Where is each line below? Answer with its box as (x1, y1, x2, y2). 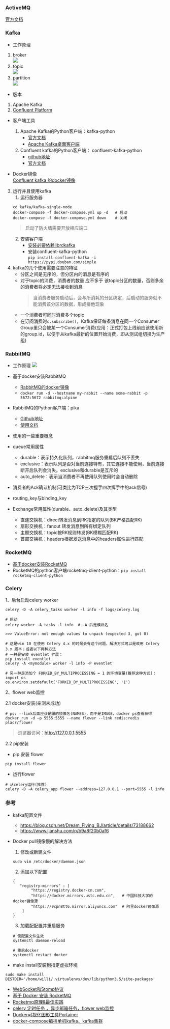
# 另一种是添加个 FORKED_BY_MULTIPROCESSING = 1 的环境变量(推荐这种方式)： (5, 671, 157, 676)
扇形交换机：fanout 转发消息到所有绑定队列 (20, 523, 111, 529)
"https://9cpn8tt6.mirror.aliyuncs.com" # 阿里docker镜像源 (31, 904, 159, 909)
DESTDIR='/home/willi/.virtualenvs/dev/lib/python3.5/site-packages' (5, 977, 156, 982)
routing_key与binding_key (12, 495, 67, 501)
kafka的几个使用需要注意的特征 (12, 264, 78, 271)
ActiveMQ (5, 4, 31, 11)
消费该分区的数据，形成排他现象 (37, 301, 105, 307)
